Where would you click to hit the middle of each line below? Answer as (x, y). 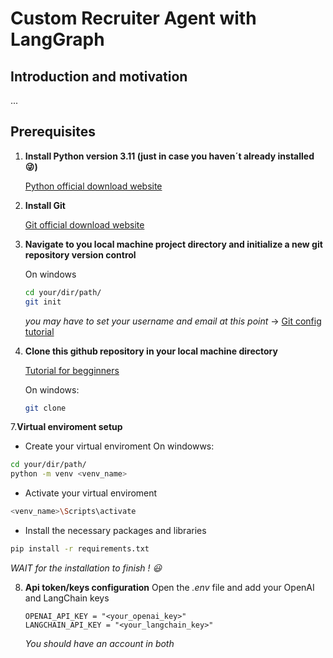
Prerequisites (53, 132)
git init (43, 302)
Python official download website (93, 186)
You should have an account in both (99, 643)
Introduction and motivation (99, 76)
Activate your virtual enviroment (91, 493)
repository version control (80, 254)
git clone (45, 408)
